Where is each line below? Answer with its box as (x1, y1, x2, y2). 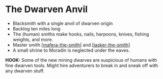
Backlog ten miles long (12, 25, 61, 31)
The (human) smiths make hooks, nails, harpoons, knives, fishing (12, 31, 149, 37)
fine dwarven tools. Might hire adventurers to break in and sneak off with (5, 62, 158, 68)
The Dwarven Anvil (5, 4, 88, 15)
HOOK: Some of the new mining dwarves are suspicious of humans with (5, 57, 157, 63)
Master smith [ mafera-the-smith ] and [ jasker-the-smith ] (12, 42, 130, 48)
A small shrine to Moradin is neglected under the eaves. (12, 47, 130, 53)
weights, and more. (12, 36, 53, 43)
